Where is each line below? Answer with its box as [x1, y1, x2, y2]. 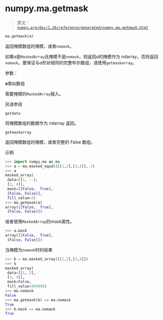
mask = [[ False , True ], [7, 187, 54, 192]
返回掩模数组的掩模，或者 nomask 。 [5, 43, 74, 49]
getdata [5, 111, 21, 116]
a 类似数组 [5, 80, 25, 86]
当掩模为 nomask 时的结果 [5, 247, 53, 253]
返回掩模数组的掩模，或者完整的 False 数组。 [5, 139, 95, 145]
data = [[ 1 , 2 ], [7, 270, 36, 275]
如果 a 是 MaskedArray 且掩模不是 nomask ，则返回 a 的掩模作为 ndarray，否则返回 [5, 53, 159, 59]
